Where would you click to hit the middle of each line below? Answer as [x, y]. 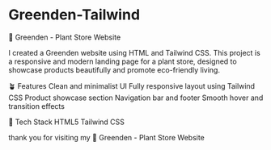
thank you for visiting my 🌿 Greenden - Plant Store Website [106, 137]
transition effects [36, 106]
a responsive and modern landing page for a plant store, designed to [123, 61]
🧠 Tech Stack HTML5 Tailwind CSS [67, 122]
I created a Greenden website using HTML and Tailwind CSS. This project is [134, 52]
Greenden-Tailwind [74, 15]
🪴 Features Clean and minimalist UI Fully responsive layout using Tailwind [132, 85]
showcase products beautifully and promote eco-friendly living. [114, 69]
